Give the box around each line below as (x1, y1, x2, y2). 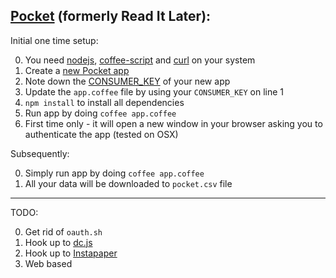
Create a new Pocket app (24, 64, 130, 76)
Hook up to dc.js (24, 236, 93, 248)
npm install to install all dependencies (24, 96, 185, 108)
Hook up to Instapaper (24, 247, 118, 259)
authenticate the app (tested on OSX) (24, 128, 179, 140)
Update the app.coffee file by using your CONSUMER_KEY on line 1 (24, 85, 285, 98)
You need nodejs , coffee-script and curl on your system (24, 54, 256, 66)
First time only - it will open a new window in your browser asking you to (24, 117, 323, 129)
